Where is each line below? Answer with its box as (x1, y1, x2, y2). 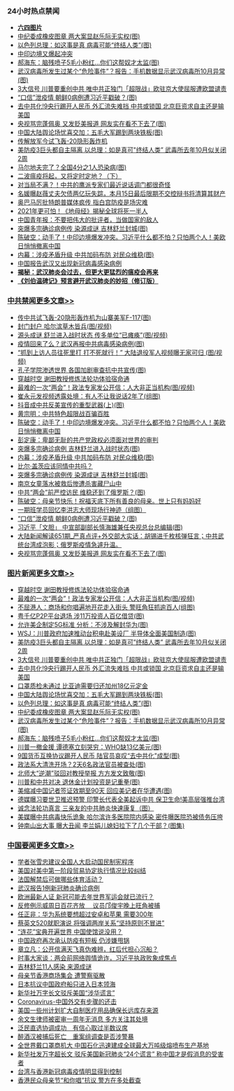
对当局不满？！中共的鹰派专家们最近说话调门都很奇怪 (17, 180, 171, 189)
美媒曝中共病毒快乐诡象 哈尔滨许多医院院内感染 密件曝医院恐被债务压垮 (17, 812, 224, 821)
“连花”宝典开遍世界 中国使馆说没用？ (17, 927, 124, 936)
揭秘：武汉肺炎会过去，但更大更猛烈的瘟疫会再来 (17, 268, 159, 277)
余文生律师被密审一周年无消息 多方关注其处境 (17, 1015, 148, 1023)
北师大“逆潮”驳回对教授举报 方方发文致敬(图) (17, 769, 146, 777)
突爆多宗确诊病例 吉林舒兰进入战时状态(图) (17, 444, 140, 452)
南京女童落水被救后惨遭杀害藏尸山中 (17, 479, 122, 487)
